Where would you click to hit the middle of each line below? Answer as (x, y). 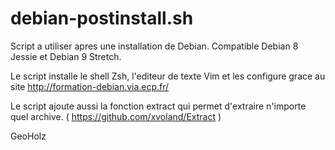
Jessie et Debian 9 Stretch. (66, 56)
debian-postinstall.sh (102, 18)
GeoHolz (28, 136)
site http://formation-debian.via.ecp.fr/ (90, 86)
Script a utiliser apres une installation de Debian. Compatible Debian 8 (154, 46)
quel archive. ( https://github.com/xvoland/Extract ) (116, 116)
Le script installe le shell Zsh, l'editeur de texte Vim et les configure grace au (168, 76)
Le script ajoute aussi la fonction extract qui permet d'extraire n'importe (158, 106)
